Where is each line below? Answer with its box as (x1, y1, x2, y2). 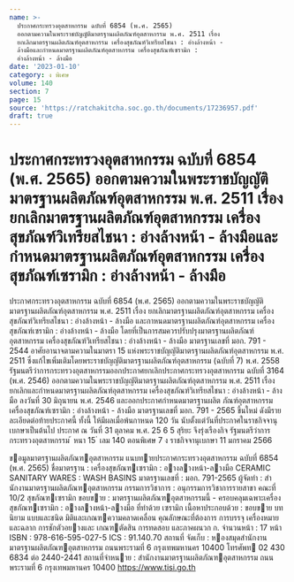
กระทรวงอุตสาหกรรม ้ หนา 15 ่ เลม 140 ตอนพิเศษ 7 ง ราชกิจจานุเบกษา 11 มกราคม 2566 (9, 435, 273, 446)
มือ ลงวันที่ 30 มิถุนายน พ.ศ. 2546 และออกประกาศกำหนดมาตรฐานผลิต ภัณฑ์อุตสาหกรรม (9, 395, 274, 406)
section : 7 (9, 87, 49, 96)
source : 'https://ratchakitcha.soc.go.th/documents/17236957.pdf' (9, 103, 259, 112)
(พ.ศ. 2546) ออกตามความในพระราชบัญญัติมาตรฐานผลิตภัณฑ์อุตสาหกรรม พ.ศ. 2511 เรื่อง (9, 375, 275, 386)
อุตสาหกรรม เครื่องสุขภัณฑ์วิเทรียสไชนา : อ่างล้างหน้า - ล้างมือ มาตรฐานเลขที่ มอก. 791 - (9, 335, 267, 346)
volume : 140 (9, 79, 53, 88)
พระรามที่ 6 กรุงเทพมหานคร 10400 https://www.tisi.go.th (9, 563, 196, 573)
